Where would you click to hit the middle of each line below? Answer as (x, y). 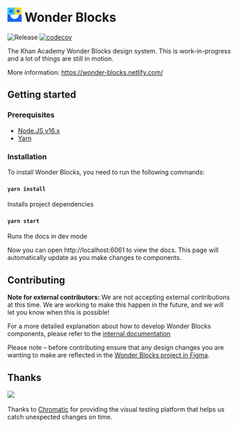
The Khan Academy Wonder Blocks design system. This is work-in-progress (119, 51)
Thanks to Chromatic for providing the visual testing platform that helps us (116, 409)
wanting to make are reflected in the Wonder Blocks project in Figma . (109, 355)
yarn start (23, 221)
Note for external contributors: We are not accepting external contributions (119, 297)
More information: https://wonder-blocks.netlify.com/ (85, 72)
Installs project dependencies (50, 204)
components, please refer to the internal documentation (89, 334)
